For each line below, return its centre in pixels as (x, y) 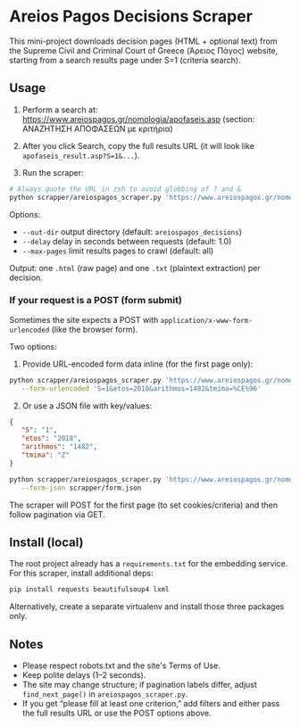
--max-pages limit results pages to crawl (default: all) (118, 251)
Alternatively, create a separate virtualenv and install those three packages (147, 607)
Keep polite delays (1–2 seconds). (84, 675)
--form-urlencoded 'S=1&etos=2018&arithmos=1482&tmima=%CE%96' (141, 388)
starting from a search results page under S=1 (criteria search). (125, 60)
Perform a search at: (60, 110)
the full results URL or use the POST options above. (117, 713)
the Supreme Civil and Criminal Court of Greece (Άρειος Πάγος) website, (144, 50)
